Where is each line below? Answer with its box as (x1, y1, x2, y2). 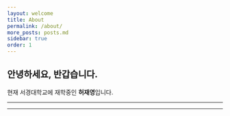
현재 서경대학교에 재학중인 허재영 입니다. (7, 88, 114, 96)
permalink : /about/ (7, 23, 63, 29)
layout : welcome (7, 10, 53, 17)
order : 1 (7, 42, 32, 48)
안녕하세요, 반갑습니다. (7, 69, 98, 81)
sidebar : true (7, 35, 48, 42)
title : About (7, 16, 44, 23)
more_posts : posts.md (7, 29, 69, 36)
